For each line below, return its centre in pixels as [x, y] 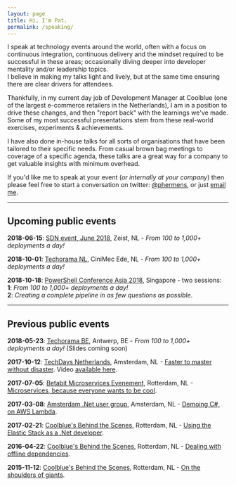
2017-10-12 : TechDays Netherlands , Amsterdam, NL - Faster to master [110, 362]
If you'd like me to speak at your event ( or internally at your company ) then [116, 177]
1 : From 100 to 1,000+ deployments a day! [68, 288]
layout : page [26, 14]
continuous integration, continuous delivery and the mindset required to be [116, 54]
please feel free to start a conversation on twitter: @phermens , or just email [117, 185]
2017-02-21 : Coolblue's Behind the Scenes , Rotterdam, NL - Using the [110, 425]
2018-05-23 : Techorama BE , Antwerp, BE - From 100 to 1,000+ [99, 341]
